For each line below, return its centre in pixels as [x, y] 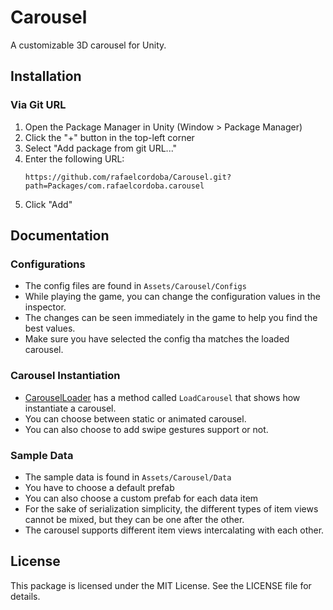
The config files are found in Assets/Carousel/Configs [135, 286]
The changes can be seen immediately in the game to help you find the [171, 318]
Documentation [60, 236]
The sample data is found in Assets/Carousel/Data [128, 477]
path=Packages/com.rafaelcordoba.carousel [114, 186]
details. [25, 596]
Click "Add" [48, 204]
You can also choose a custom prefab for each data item [141, 498]
